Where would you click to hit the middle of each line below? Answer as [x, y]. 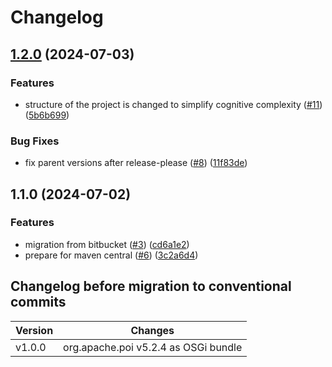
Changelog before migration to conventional [151, 286]
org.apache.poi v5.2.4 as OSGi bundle [153, 347]
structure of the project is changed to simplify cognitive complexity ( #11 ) [173, 104]
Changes [152, 330]
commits [38, 302]
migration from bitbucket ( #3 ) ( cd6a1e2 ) [107, 244]
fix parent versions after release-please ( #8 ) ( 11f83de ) [136, 163]
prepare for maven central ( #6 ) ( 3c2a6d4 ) [111, 255]
